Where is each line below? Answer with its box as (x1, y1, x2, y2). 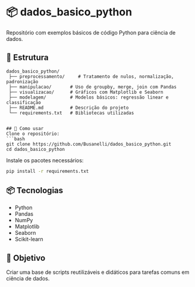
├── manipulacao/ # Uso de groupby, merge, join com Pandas (8, 84, 177, 90)
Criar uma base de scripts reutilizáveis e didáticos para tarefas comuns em (6, 269, 190, 276)
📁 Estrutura (6, 52, 49, 63)
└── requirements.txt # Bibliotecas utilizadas (8, 110, 134, 116)
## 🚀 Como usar (6, 125, 44, 131)
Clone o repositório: (6, 131, 60, 137)
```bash (6, 135, 26, 142)
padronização (6, 78, 39, 84)
